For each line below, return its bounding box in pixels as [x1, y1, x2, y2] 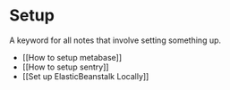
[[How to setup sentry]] [21, 61, 109, 72]
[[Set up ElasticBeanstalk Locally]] [21, 70, 149, 81]
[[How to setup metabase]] [21, 52, 123, 62]
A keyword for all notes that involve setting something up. [9, 35, 222, 45]
